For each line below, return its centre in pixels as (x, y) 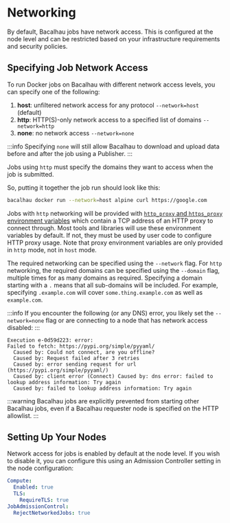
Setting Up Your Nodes (57, 437)
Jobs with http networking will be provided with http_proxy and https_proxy (115, 213)
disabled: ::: (23, 327)
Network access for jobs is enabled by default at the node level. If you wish (114, 454)
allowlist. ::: (23, 415)
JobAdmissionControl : (38, 507)
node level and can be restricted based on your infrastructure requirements (114, 38)
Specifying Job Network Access (78, 68)
